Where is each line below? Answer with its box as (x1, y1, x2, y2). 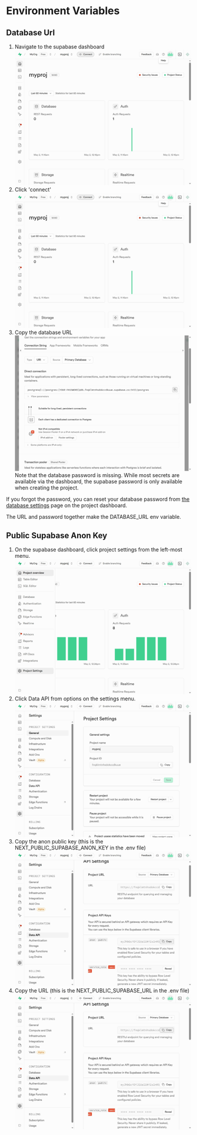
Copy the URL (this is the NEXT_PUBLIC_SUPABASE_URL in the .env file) (14, 987, 190, 994)
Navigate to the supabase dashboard (14, 43, 105, 50)
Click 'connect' (14, 186, 52, 193)
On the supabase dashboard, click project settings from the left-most (14, 546, 182, 553)
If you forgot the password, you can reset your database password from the (6, 496, 190, 503)
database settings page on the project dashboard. (6, 502, 128, 509)
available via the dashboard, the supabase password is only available (14, 478, 182, 485)
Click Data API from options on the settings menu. (14, 695, 136, 702)
